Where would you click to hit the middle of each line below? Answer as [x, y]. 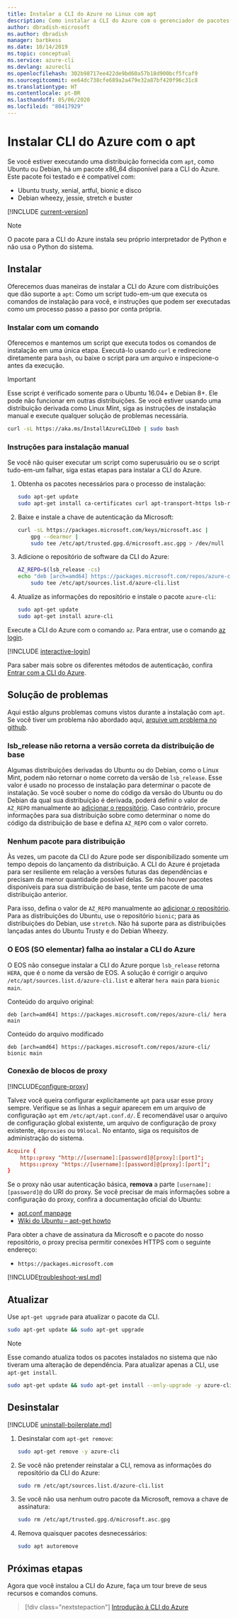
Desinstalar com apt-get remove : [65, 1438]
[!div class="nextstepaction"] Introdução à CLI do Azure [107, 1607]
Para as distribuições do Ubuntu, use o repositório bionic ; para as [104, 916]
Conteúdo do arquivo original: [51, 1001]
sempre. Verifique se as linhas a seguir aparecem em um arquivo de [107, 1107]
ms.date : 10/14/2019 [38, 47]
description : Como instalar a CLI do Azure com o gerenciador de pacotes [119, 21]
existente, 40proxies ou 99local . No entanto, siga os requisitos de [103, 1130]
